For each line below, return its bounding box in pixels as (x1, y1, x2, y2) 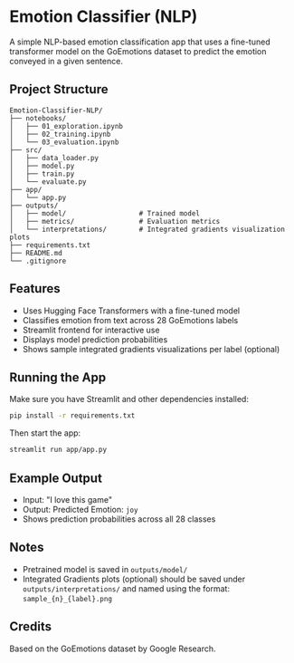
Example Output (9, 470, 102, 485)
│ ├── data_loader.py (9, 153, 100, 162)
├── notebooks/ (9, 113, 67, 123)
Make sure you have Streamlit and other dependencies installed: (9, 394, 249, 405)
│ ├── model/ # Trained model (9, 208, 201, 218)
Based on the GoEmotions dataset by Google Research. (9, 643, 216, 654)
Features (9, 281, 61, 296)
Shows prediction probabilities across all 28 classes (22, 514, 216, 524)
